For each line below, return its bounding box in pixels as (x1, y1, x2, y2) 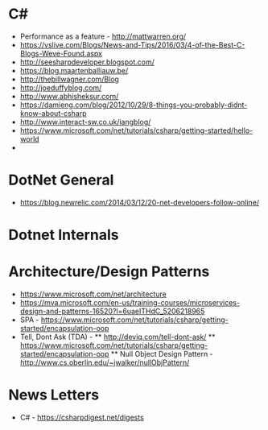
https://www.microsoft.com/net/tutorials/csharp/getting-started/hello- (19, 126, 254, 135)
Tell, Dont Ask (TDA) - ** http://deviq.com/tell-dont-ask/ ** (19, 332, 216, 341)
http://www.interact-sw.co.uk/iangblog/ (19, 117, 151, 126)
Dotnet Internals (8, 226, 119, 244)
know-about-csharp (19, 108, 87, 118)
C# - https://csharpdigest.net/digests (19, 412, 145, 422)
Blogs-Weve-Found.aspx (19, 48, 103, 58)
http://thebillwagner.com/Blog (19, 74, 119, 84)
